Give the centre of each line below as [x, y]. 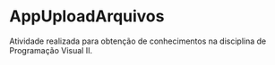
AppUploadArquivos [87, 16]
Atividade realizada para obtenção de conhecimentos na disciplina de [138, 41]
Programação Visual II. [51, 50]
